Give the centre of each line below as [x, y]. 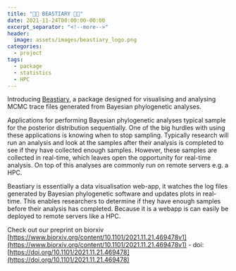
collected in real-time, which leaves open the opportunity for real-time [109, 158]
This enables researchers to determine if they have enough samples [122, 201]
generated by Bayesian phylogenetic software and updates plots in [104, 194]
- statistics [33, 73]
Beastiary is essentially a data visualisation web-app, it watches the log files [118, 187]
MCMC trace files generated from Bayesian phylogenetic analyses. [105, 107]
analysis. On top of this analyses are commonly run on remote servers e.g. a [118, 165]
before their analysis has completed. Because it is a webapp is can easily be [118, 209]
